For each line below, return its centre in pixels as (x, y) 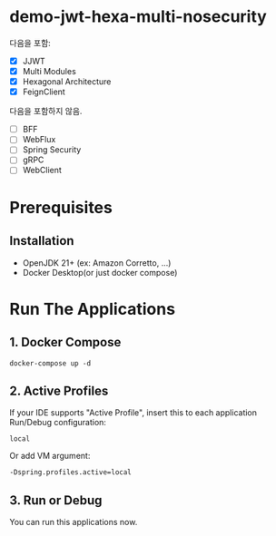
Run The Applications (92, 309)
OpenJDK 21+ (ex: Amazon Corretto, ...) (97, 263)
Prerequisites (61, 207)
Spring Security (52, 150)
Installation (42, 241)
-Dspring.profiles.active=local (70, 473)
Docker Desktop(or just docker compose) (100, 272)
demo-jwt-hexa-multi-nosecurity (138, 17)
